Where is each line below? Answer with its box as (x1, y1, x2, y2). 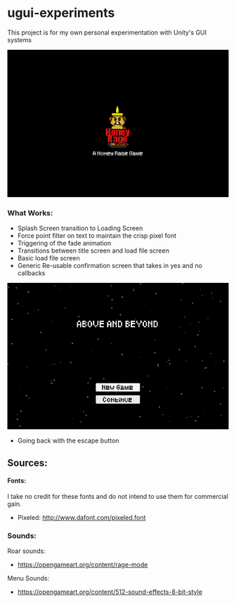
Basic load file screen (17, 254, 80, 262)
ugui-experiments (7, 5, 115, 21)
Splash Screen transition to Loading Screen (17, 224, 143, 233)
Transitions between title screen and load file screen (17, 246, 170, 255)
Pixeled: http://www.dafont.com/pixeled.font (17, 513, 146, 521)
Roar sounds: (7, 547, 46, 555)
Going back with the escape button (17, 436, 119, 445)
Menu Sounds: (7, 574, 50, 583)
